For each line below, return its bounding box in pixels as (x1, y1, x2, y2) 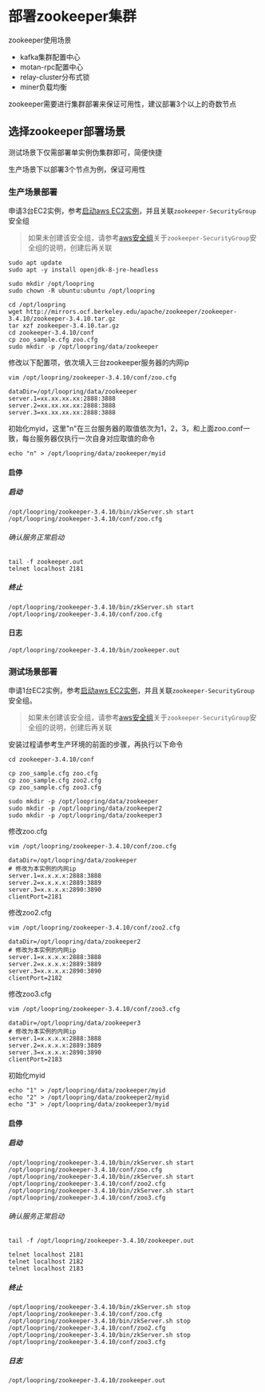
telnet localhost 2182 (8, 1258, 84, 1266)
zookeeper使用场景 (8, 35, 72, 45)
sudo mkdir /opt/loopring (8, 280, 94, 288)
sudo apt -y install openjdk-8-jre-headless (8, 266, 159, 274)
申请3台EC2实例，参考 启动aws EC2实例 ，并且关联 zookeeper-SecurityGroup (8, 206, 257, 216)
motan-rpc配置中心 (19, 61, 84, 72)
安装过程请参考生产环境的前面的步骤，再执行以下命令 (8, 740, 184, 749)
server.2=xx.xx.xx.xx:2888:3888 (8, 402, 116, 410)
